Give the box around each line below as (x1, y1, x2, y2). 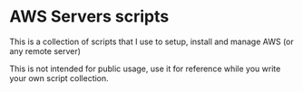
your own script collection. (9, 72, 109, 83)
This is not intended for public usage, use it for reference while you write (9, 63, 281, 74)
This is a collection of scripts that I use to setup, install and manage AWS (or (9, 36, 294, 47)
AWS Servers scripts (9, 6, 170, 27)
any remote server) (9, 45, 82, 56)
